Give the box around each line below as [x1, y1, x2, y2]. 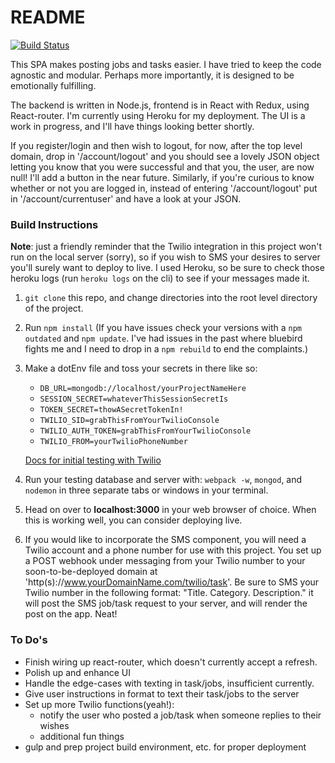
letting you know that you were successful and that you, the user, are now [10, 161, 315, 173]
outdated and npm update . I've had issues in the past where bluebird [24, 332, 303, 345]
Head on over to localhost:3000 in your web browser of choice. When [24, 504, 317, 516]
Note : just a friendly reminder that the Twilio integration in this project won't [10, 241, 323, 253]
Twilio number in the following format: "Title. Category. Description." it [24, 587, 314, 599]
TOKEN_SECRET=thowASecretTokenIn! [39, 405, 184, 415]
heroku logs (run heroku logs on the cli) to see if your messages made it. [10, 272, 310, 285]
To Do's [10, 633, 48, 647]
